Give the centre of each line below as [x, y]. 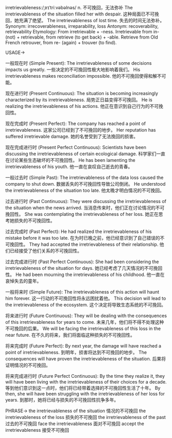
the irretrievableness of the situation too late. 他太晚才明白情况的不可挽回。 [85, 190]
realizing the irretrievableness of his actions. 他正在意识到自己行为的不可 [82, 106]
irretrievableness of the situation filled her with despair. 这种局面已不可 [80, 14]
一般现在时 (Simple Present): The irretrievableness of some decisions [79, 63]
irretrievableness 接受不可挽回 [37, 430]
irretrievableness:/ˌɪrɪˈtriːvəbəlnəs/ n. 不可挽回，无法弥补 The [69, 7]
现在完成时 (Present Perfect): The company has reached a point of [76, 123]
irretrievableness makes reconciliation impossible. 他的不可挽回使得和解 [81, 76]
